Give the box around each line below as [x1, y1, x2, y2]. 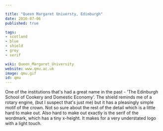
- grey [5, 48, 19, 53]
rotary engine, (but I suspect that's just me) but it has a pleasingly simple [5, 99, 154, 105]
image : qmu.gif [5, 71, 37, 76]
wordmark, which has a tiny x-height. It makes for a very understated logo [5, 115, 156, 121]
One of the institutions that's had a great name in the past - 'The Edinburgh [5, 89, 159, 95]
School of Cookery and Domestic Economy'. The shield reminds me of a [5, 94, 152, 100]
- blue [5, 39, 19, 44]
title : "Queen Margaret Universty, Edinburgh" [5, 11, 103, 16]
